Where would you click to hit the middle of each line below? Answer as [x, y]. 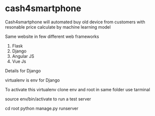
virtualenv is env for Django [32, 80]
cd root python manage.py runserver [42, 108]
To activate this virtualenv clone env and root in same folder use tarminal [77, 89]
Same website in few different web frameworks [52, 36]
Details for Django [23, 70]
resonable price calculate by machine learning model [58, 27]
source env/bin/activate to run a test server [48, 99]
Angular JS [23, 56]
